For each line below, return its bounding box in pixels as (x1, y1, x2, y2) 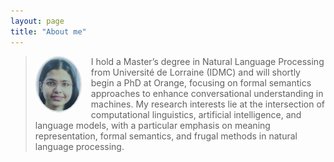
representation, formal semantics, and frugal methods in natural (34, 130, 298, 142)
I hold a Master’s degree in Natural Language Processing (90, 55, 325, 67)
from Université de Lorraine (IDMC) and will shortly (90, 66, 301, 78)
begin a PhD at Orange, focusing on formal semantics (90, 76, 312, 89)
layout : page (10, 16, 65, 26)
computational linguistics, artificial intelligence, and (90, 108, 302, 120)
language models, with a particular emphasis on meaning (34, 119, 271, 131)
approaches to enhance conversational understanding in (90, 87, 324, 99)
